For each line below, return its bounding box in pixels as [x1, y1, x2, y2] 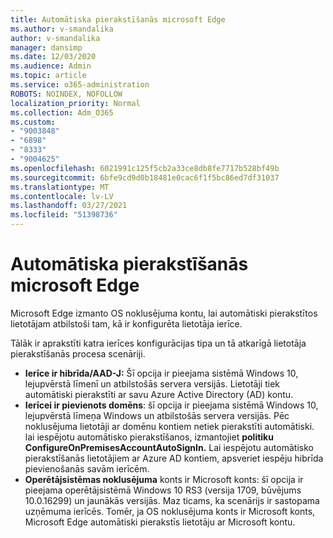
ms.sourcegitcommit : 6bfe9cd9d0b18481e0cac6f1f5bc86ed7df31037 [10, 172, 280, 183]
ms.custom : [10, 117, 56, 127]
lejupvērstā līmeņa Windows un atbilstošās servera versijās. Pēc [24, 409, 290, 421]
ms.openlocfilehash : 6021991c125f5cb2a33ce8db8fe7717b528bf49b [10, 163, 280, 173]
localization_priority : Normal [10, 98, 141, 108]
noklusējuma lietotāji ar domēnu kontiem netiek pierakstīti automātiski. [24, 420, 315, 432]
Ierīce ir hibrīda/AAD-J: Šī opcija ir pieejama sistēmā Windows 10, [24, 367, 299, 379]
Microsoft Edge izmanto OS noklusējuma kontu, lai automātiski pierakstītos [10, 307, 318, 319]
